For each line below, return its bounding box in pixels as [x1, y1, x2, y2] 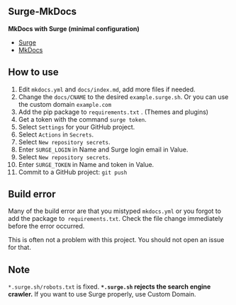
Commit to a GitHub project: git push [18, 168, 128, 176]
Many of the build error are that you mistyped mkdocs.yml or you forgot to [8, 207, 222, 215]
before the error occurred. [8, 222, 85, 231]
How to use [8, 67, 59, 79]
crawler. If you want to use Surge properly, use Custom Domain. [8, 290, 197, 299]
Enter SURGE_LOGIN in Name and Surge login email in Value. [18, 145, 189, 154]
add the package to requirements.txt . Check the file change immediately [8, 214, 224, 223]
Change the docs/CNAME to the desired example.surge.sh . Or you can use [18, 92, 229, 101]
